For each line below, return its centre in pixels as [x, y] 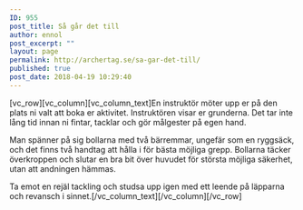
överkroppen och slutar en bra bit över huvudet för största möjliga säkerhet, [151, 159]
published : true [40, 69]
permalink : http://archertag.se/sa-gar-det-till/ [105, 60]
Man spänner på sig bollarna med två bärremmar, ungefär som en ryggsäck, [152, 140]
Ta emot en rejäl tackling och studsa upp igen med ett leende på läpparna [147, 186]
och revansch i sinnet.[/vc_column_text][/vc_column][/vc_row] [126, 195]
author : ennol [36, 35]
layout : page [34, 52]
